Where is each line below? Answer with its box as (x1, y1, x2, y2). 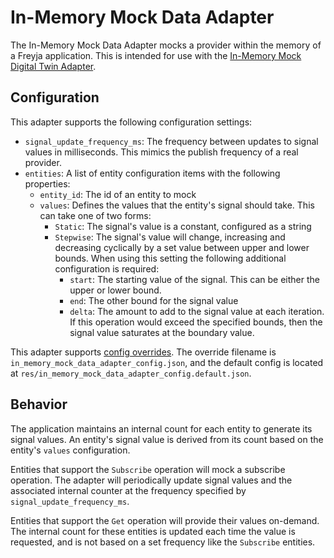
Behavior (10, 396, 68, 413)
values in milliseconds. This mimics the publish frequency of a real (24, 146, 299, 158)
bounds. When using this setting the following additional (54, 252, 287, 264)
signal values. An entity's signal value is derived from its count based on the (10, 433, 324, 445)
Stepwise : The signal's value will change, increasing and (54, 231, 286, 243)
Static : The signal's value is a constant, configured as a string (54, 220, 312, 232)
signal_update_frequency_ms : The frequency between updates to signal (24, 135, 319, 147)
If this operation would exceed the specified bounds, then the (69, 316, 323, 328)
